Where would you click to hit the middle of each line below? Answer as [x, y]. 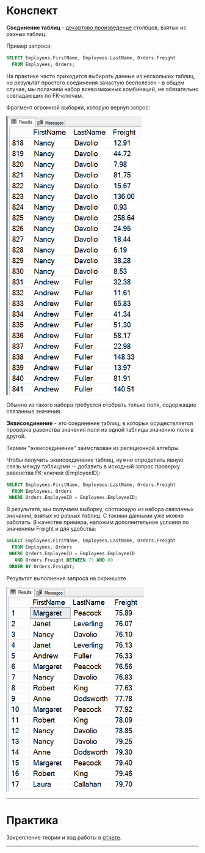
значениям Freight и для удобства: [51, 529]
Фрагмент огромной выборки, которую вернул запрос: [78, 107]
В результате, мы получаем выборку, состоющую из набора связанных [100, 509]
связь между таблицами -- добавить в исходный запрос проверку [93, 466]
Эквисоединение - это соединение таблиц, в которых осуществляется [100, 423]
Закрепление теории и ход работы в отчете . [64, 837]
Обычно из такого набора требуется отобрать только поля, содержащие [101, 405]
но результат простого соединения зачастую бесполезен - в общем [95, 83]
